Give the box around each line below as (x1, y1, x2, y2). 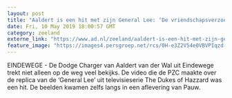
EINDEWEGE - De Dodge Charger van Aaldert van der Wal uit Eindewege (7, 61, 214, 69)
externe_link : (7, 36, 48, 43)
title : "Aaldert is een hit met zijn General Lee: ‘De (7, 17, 168, 23)
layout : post (7, 10, 45, 17)
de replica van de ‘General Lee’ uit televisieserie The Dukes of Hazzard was (7, 76, 222, 84)
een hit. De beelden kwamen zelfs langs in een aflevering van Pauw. (7, 84, 201, 91)
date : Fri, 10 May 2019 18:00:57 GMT (7, 23, 116, 30)
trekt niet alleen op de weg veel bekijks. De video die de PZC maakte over (7, 68, 217, 77)
